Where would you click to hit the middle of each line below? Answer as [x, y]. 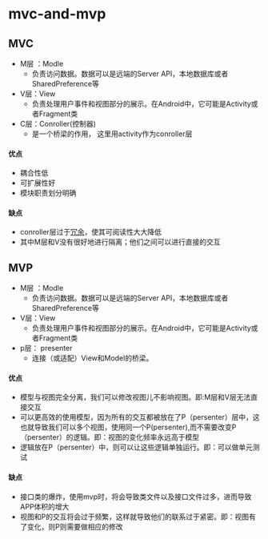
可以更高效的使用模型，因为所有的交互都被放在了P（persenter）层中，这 [140, 417]
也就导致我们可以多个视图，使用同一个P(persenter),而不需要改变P [128, 427]
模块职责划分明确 [48, 193]
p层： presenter [46, 348]
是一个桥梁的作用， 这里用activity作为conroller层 [112, 134]
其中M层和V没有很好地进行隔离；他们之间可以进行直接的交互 [120, 242]
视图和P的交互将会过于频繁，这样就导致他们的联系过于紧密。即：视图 [134, 517]
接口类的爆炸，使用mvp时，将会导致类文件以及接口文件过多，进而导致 [136, 497]
